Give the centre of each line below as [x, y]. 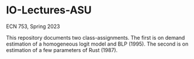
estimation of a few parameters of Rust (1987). [62, 50]
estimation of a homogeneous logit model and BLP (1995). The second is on [97, 44]
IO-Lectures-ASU [49, 10]
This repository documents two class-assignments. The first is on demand [96, 37]
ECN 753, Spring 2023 [33, 26]
